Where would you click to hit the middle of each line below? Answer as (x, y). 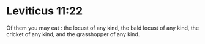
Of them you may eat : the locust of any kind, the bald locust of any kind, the (103, 28)
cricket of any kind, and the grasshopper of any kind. (73, 34)
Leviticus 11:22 (45, 11)
